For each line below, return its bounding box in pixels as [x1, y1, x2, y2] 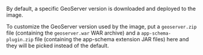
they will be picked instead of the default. [6, 42, 109, 49]
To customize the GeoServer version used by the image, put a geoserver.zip [6, 23, 197, 30]
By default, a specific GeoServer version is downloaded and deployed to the [6, 5, 196, 12]
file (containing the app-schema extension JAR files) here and [34, 36, 189, 42]
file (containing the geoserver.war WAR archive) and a [6, 29, 140, 36]
